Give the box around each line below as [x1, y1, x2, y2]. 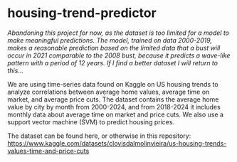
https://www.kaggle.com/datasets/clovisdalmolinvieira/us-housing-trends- [7, 139, 227, 147]
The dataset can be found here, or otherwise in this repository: [7, 131, 191, 140]
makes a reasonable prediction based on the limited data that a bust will [7, 43, 221, 52]
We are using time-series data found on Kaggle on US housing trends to [7, 80, 218, 88]
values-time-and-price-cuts [7, 146, 90, 155]
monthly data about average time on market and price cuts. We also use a [7, 110, 224, 119]
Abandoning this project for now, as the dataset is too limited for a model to [7, 28, 230, 37]
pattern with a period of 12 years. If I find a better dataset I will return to [7, 58, 218, 67]
